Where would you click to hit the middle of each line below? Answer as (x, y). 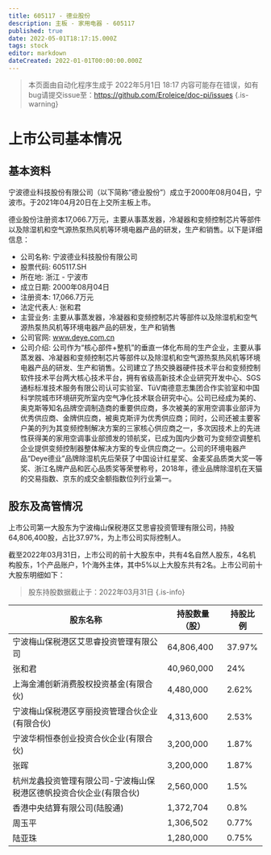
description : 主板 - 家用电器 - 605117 (72, 23)
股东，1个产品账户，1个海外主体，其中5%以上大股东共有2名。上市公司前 (135, 565)
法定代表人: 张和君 (50, 307)
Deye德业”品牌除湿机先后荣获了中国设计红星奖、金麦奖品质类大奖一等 (146, 458)
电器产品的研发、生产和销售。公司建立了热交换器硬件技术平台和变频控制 (140, 367)
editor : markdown (38, 53)
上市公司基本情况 (65, 139)
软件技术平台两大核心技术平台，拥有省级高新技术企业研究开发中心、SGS (140, 377)
